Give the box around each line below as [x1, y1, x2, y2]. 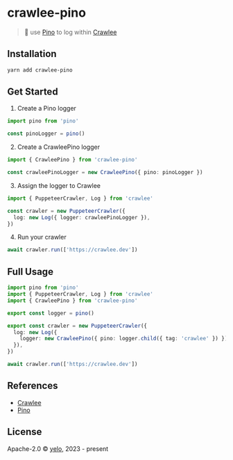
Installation [7, 48, 57, 60]
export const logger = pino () [7, 310, 95, 317]
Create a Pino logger [17, 104, 76, 113]
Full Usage [7, 266, 54, 278]
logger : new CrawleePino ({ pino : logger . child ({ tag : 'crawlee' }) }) [19, 335, 228, 342]
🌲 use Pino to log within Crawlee [24, 28, 117, 36]
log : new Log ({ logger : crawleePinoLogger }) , [13, 214, 150, 221]
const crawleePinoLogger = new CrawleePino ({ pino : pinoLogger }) [7, 169, 203, 176]
